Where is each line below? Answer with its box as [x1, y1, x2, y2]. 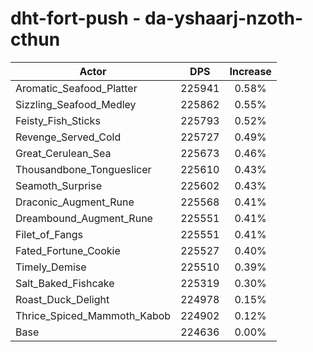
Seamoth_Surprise [15, 178, 102, 192]
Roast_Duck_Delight [15, 292, 110, 306]
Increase [229, 64, 272, 78]
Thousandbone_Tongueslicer [15, 162, 152, 176]
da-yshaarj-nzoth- [144, 7, 304, 30]
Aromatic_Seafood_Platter [15, 81, 138, 95]
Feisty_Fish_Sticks [15, 113, 101, 127]
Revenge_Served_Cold [15, 130, 122, 144]
